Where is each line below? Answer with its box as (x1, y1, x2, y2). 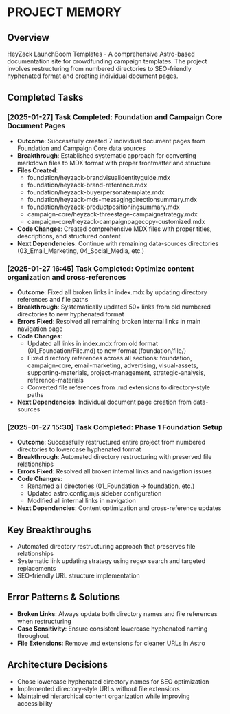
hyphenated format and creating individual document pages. (7, 72, 179, 80)
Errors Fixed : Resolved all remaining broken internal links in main (16, 317, 201, 325)
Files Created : (16, 166, 58, 174)
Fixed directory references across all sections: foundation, (27, 354, 192, 362)
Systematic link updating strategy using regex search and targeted (16, 557, 206, 565)
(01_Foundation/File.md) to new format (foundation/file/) (27, 346, 187, 355)
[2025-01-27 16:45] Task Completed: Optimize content (7, 263, 194, 273)
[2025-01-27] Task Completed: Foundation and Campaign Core (7, 112, 222, 122)
